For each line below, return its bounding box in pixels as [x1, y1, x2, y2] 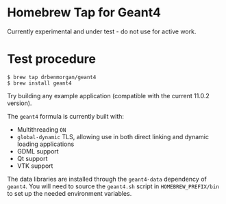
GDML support [16, 147, 60, 155]
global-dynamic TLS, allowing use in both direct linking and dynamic [16, 132, 209, 141]
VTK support [16, 162, 53, 170]
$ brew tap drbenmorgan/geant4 [7, 74, 97, 81]
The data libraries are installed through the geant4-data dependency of [7, 175, 207, 183]
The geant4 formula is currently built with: [7, 112, 125, 120]
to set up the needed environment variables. [7, 189, 132, 197]
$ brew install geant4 [7, 80, 72, 87]
